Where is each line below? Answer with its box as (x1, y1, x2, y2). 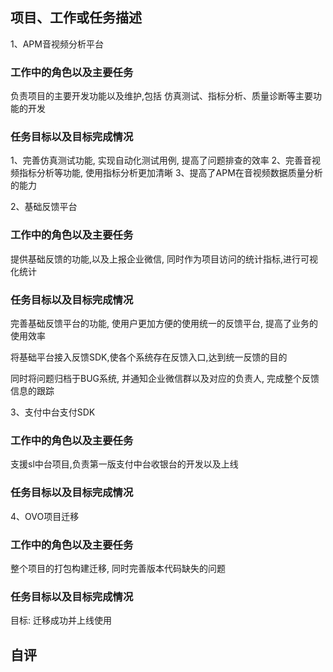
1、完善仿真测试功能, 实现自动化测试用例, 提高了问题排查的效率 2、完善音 (10, 154, 313, 167)
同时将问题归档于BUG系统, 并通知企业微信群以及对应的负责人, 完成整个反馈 (10, 373, 320, 384)
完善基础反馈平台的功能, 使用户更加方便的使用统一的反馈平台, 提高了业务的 (10, 318, 318, 329)
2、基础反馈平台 (10, 201, 78, 213)
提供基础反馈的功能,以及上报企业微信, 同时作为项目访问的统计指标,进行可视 (10, 253, 319, 265)
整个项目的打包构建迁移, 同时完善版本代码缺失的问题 (10, 562, 226, 574)
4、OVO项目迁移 (10, 510, 80, 522)
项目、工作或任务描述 (10, 9, 142, 27)
